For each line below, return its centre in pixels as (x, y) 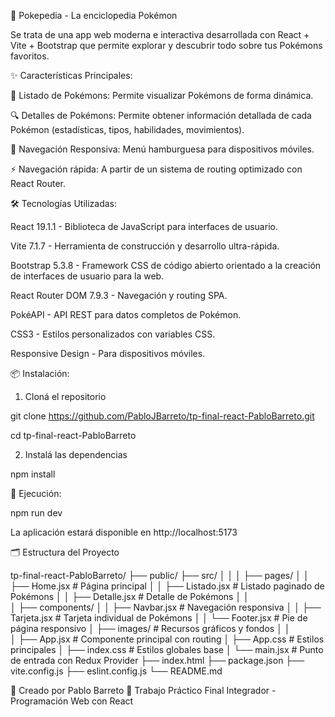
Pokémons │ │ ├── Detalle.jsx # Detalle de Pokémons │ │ (130, 596)
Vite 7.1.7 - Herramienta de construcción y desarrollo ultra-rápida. (145, 246)
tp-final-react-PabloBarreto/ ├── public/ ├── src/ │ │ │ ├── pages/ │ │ (160, 575)
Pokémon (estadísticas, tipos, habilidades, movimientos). (127, 129)
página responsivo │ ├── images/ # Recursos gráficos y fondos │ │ (150, 628)
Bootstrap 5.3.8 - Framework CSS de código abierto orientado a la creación (166, 265)
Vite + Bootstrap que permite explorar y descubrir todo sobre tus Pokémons (166, 45)
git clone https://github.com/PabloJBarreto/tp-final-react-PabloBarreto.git (162, 416)
